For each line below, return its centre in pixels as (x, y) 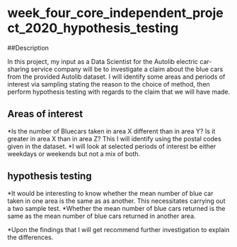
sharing (18, 69)
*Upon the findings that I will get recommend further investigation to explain (118, 229)
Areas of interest (45, 114)
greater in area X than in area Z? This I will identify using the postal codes (114, 138)
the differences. (30, 237)
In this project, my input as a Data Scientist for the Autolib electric (103, 61)
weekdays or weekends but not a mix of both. (74, 153)
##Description (28, 48)
